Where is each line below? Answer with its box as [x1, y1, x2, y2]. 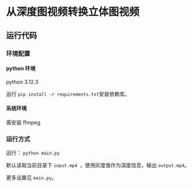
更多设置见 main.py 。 [6, 174, 57, 181]
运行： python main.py [6, 150, 60, 157]
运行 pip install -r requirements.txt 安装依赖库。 [6, 90, 130, 97]
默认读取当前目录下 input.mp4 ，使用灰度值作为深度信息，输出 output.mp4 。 [6, 162, 190, 169]
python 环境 [6, 65, 36, 72]
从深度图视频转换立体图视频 [6, 5, 140, 19]
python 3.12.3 [6, 78, 39, 85]
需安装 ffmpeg [6, 119, 41, 126]
